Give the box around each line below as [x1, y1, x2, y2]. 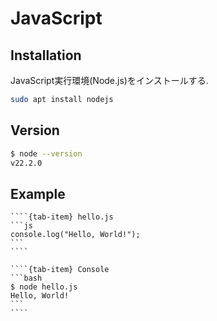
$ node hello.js [10, 282, 78, 292]
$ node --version [10, 148, 83, 159]
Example [10, 185, 66, 202]
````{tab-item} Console [10, 265, 110, 275]
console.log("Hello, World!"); [10, 230, 141, 240]
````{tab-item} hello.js [10, 212, 114, 222]
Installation [10, 47, 82, 64]
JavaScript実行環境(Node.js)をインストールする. [10, 75, 209, 86]
